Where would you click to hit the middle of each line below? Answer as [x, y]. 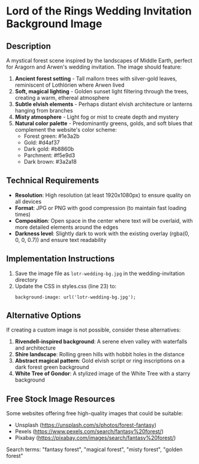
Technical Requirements [53, 181]
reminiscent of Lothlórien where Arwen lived [70, 85]
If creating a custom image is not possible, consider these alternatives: [94, 330]
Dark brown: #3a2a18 [50, 162]
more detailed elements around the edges [67, 227]
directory [26, 280]
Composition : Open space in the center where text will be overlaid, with [104, 220]
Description [28, 46]
